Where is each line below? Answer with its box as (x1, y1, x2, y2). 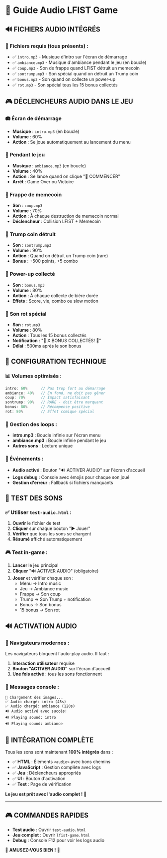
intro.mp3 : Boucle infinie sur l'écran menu (12, 432, 101, 438)
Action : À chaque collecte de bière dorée (12, 292, 98, 299)
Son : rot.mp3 (12, 322, 41, 328)
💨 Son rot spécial (5, 310, 47, 317)
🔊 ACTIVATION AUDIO (5, 622, 77, 630)
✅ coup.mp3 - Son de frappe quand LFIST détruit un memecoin (12, 65, 140, 71)
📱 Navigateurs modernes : (5, 639, 70, 646)
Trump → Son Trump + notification (19, 596, 91, 602)
